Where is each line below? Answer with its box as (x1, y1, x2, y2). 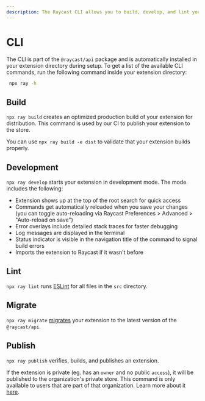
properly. (6, 145, 29, 152)
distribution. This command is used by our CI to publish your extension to (6, 120, 190, 127)
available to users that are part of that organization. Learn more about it (6, 381, 186, 389)
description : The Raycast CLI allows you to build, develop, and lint (6, 9, 190, 15)
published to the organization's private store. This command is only (6, 375, 176, 382)
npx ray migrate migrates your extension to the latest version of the (6, 316, 177, 323)
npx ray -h (9, 80, 37, 86)
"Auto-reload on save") (15, 216, 73, 223)
